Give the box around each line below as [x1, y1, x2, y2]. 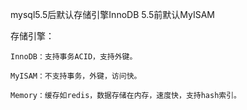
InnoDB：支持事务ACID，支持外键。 [10, 52, 138, 62]
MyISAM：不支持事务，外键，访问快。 [10, 71, 142, 81]
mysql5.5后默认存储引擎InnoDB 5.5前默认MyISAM [10, 9, 216, 20]
